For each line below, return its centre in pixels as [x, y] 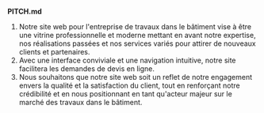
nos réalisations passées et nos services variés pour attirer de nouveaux [137, 43]
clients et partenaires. [54, 52]
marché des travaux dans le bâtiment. [80, 102]
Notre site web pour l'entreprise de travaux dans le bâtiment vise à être [135, 26]
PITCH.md [25, 11]
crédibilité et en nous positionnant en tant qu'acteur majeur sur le [126, 94]
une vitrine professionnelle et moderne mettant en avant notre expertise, [137, 35]
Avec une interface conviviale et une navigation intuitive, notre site [127, 60]
